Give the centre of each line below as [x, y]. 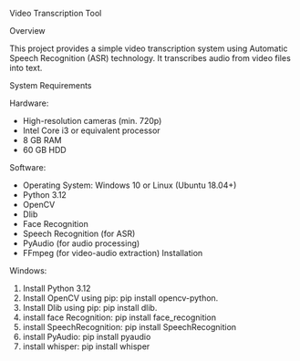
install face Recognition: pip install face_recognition [119, 317]
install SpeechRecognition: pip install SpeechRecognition [129, 327]
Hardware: [29, 103]
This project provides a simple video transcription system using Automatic [149, 48]
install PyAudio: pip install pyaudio [87, 337]
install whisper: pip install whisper [86, 346]
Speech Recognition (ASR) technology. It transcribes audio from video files [150, 58]
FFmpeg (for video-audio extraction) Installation [113, 253]
